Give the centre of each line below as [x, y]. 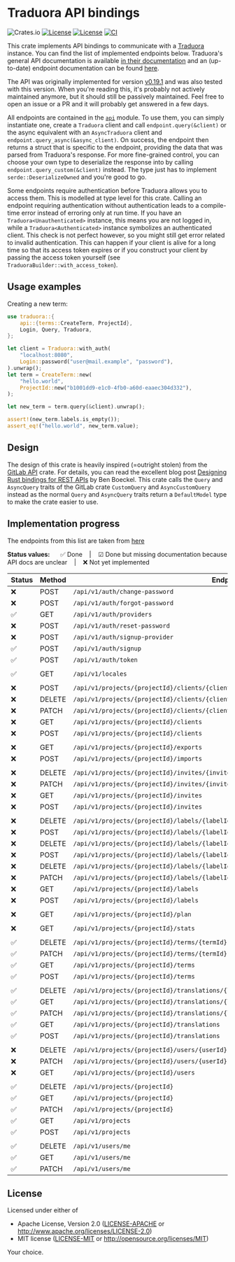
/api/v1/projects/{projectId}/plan [132, 914]
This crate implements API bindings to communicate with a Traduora [106, 45]
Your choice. [26, 1252]
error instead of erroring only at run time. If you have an [101, 213]
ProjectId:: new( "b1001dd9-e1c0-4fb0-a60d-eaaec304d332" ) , [106, 388]
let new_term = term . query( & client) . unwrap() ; [76, 407]
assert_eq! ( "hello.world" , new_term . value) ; [73, 426]
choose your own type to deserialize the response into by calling [100, 162]
